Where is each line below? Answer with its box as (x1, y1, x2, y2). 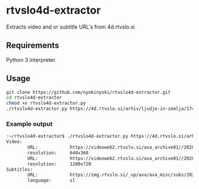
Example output (6, 119, 53, 128)
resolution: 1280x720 (27, 161, 92, 167)
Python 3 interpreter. (6, 56, 57, 63)
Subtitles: (6, 166, 33, 172)
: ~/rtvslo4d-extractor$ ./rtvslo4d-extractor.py (6, 133, 129, 140)
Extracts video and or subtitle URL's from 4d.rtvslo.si (6, 23, 135, 30)
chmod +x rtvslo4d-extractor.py (6, 100, 86, 106)
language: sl (27, 178, 76, 184)
